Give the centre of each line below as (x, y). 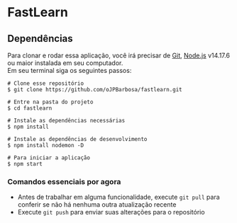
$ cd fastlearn (30, 108)
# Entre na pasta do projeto (50, 102)
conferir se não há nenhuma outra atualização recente (97, 205)
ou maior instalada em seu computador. (65, 63)
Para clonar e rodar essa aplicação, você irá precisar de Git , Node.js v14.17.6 (119, 55)
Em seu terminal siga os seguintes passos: (70, 70)
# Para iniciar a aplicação (49, 158)
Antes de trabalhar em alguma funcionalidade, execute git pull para (118, 197)
